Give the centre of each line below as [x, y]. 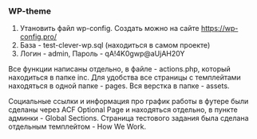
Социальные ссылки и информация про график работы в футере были [128, 102]
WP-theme [30, 11]
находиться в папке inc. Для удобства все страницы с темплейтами [125, 78]
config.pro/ [38, 37]
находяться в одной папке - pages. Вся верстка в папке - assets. [119, 86]
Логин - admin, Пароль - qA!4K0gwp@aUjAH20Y [102, 54]
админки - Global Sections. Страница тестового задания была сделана [128, 118]
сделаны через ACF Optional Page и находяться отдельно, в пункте [123, 110]
